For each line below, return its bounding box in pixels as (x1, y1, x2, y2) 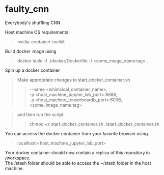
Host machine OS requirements (5, 29, 69, 35)
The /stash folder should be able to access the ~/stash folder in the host (5, 160, 151, 166)
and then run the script (17, 112, 64, 117)
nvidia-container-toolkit (17, 38, 65, 45)
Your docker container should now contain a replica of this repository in (5, 149, 150, 155)
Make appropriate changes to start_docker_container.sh (17, 77, 130, 83)
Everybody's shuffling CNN (5, 20, 60, 26)
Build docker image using (5, 48, 56, 54)
